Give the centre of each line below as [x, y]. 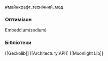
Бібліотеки [18, 43]
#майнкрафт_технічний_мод [34, 7]
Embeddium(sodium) [26, 30]
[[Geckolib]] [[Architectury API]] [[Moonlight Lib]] [54, 53]
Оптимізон [18, 19]
